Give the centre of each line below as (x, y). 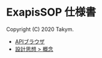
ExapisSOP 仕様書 (51, 12)
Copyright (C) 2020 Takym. (40, 29)
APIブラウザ (30, 41)
